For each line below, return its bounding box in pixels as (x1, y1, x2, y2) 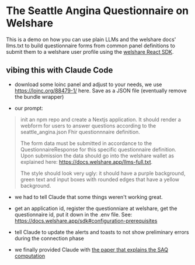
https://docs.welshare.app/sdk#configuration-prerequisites (14, 217, 158, 224)
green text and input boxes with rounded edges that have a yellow (20, 175, 180, 183)
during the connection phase (14, 235, 85, 242)
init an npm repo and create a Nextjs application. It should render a (20, 116, 181, 123)
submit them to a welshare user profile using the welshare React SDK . (6, 48, 174, 55)
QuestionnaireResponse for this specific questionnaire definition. (20, 146, 177, 153)
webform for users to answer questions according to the (20, 122, 156, 129)
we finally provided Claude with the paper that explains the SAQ (14, 246, 168, 253)
